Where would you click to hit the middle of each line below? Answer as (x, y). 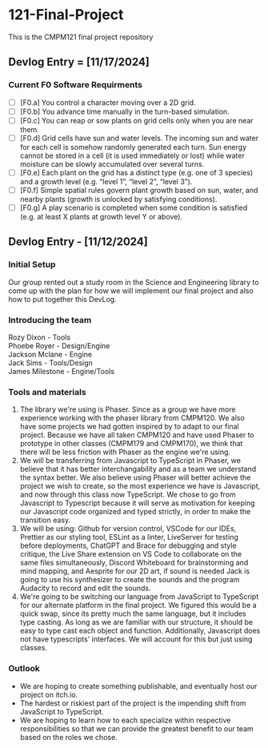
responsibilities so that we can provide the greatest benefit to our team (136, 728)
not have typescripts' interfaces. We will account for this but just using (136, 639)
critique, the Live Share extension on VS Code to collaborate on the (131, 554)
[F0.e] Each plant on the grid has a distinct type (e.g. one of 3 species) (136, 172)
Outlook (24, 669)
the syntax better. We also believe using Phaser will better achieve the (135, 477)
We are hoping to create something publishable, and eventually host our (138, 686)
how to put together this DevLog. (63, 299)
